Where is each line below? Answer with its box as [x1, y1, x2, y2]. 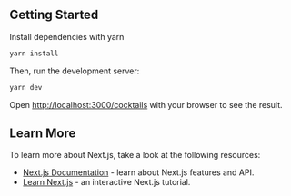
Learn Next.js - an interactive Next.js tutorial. [22, 177, 191, 188]
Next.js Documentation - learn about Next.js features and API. [22, 167, 255, 178]
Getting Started [9, 7, 99, 23]
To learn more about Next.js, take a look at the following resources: [9, 150, 261, 161]
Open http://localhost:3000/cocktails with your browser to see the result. [9, 99, 284, 110]
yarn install [9, 49, 59, 58]
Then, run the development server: [9, 65, 140, 76]
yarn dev [9, 83, 43, 92]
